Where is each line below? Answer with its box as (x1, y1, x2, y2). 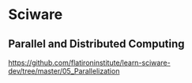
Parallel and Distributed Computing (8, 37, 185, 51)
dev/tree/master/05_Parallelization (8, 66, 120, 76)
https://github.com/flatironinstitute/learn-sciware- (8, 58, 171, 67)
